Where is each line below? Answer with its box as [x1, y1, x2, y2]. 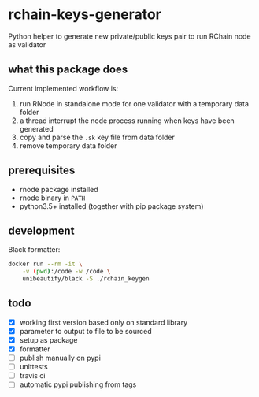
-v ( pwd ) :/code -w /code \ [22, 268, 111, 276]
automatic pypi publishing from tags [19, 380, 137, 389]
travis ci [19, 371, 46, 380]
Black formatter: [8, 245, 61, 254]
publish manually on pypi [19, 353, 101, 363]
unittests [19, 362, 49, 372]
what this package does [8, 63, 128, 76]
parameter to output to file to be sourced [19, 326, 152, 336]
